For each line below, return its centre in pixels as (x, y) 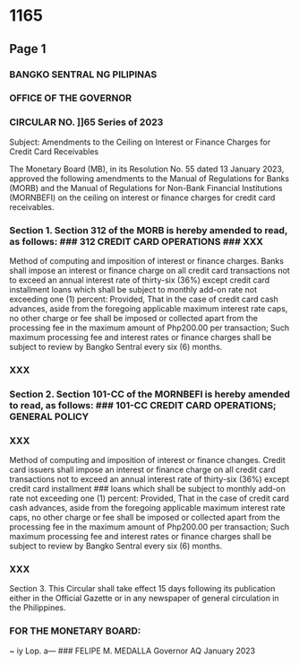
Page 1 (28, 49)
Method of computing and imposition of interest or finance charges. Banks (147, 261)
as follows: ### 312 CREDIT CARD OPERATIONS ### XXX (137, 241)
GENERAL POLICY (49, 416)
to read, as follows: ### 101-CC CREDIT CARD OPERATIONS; (143, 405)
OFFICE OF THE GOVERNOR (71, 98)
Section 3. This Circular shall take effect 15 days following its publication (142, 589)
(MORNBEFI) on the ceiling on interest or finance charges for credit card (142, 197)
